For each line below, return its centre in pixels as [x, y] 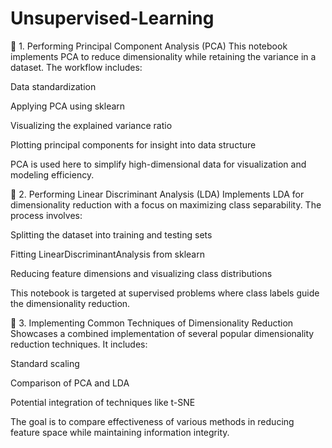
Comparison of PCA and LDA [70, 383]
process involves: [46, 215]
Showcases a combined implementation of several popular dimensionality [162, 333]
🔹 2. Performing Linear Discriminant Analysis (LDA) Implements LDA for [157, 194]
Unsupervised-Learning [112, 18]
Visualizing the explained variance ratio [91, 125]
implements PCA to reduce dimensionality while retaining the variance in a [163, 56]
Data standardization [53, 86]
